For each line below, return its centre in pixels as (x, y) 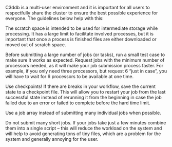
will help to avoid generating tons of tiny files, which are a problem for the (83, 134)
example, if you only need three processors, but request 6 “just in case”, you (86, 71)
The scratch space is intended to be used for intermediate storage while (82, 28)
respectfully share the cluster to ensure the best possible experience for (82, 13)
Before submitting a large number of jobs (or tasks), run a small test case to (85, 54)
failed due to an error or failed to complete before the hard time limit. (78, 103)
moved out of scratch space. (36, 45)
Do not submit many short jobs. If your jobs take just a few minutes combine (86, 123)
